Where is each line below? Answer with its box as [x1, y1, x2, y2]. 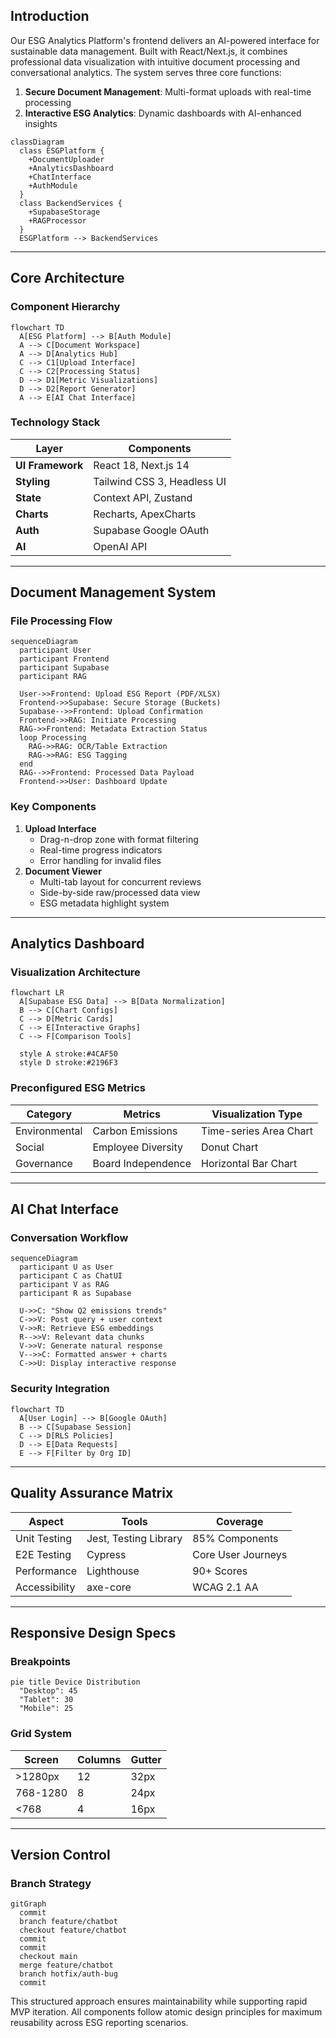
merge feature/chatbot [19, 1960, 114, 1971]
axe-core [86, 1580, 132, 1594]
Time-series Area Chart [201, 1124, 314, 1138]
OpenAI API [93, 539, 148, 553]
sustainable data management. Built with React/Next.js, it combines [10, 45, 288, 57]
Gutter [130, 1752, 162, 1766]
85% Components [192, 1531, 279, 1545]
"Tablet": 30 [19, 1695, 74, 1705]
